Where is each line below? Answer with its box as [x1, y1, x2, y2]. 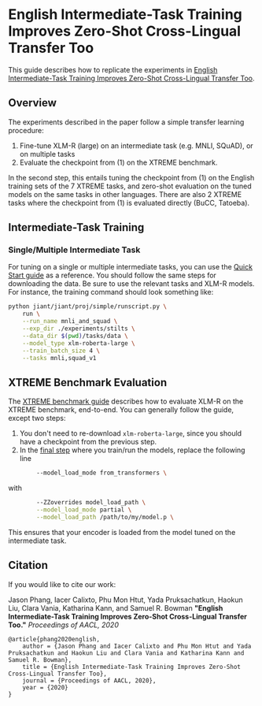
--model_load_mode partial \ [36, 506, 132, 514]
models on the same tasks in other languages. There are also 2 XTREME [8, 189, 242, 199]
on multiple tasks [19, 149, 76, 158]
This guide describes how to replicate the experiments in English [8, 65, 218, 74]
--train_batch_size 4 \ [22, 347, 101, 355]
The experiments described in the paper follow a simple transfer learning [8, 117, 245, 127]
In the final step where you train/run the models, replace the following [19, 445, 245, 455]
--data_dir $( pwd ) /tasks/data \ [22, 332, 128, 340]
